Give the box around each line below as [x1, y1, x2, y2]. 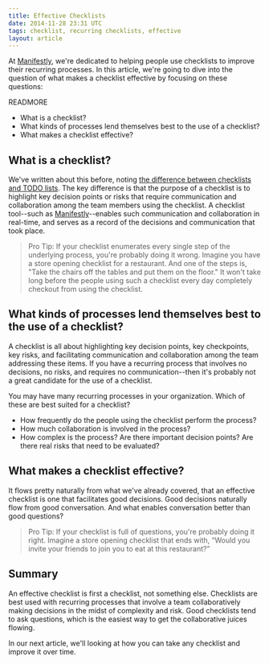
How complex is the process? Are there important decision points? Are [19, 432, 254, 442]
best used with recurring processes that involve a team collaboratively [8, 596, 241, 607]
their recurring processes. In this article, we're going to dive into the [8, 65, 233, 75]
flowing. [8, 622, 35, 632]
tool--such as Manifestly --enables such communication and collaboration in [8, 209, 260, 219]
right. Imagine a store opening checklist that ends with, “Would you [27, 535, 251, 545]
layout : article [8, 34, 63, 43]
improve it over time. [8, 646, 76, 656]
